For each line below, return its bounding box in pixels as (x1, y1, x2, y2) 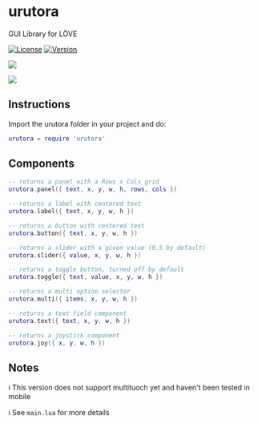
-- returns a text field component (8, 309, 127, 317)
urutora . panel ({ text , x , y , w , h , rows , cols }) (8, 185, 178, 194)
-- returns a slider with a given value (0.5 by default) (8, 244, 206, 252)
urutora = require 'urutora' (8, 135, 106, 143)
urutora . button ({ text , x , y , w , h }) (8, 229, 138, 237)
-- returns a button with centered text (8, 221, 146, 230)
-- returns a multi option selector (8, 288, 131, 296)
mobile (8, 392, 31, 402)
